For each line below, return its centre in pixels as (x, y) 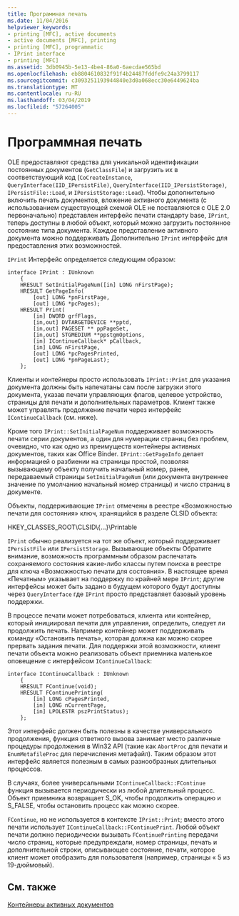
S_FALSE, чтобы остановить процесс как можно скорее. (93, 805)
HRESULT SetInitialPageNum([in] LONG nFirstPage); (97, 285)
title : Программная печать (47, 14)
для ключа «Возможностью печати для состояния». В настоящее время (118, 571)
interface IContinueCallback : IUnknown (68, 674)
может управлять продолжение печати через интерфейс (95, 409)
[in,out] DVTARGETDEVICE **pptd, (83, 322)
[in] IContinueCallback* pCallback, (87, 341)
